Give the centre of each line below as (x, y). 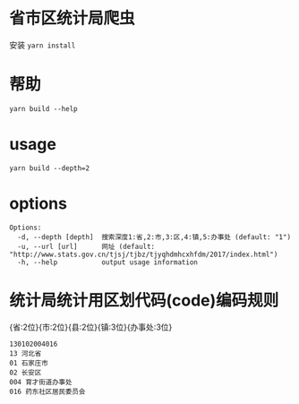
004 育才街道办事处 (41, 382)
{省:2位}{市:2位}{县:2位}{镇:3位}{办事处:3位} (91, 327)
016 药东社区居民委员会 (47, 391)
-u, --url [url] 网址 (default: (86, 246)
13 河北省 (26, 353)
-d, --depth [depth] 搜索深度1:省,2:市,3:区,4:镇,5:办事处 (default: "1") (154, 237)
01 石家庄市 (29, 363)
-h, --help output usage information (108, 262)
